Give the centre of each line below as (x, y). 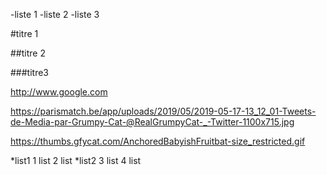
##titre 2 (28, 53)
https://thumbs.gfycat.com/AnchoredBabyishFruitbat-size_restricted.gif (158, 141)
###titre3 (29, 72)
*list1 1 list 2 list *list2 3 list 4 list (76, 160)
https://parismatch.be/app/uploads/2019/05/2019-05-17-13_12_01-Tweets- (163, 111)
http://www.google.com (59, 92)
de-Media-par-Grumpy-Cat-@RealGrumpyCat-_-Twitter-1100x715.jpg (152, 122)
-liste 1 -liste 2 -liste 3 (55, 14)
